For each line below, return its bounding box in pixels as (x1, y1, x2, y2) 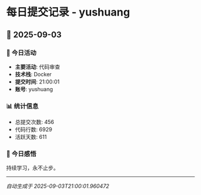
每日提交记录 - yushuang (6, 5, 130, 19)
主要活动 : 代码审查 (14, 63, 60, 70)
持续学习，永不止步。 (6, 165, 59, 172)
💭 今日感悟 (6, 150, 37, 158)
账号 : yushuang (14, 85, 53, 92)
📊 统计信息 (6, 102, 39, 110)
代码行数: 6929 (14, 126, 53, 133)
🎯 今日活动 (6, 48, 37, 57)
